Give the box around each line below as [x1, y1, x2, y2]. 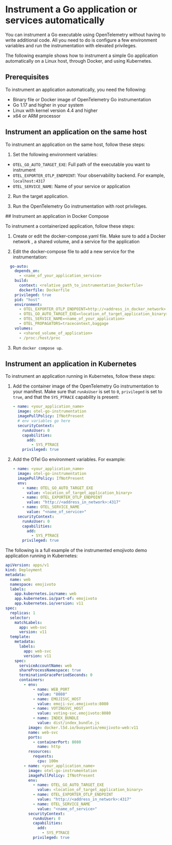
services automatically [5, 14, 105, 26]
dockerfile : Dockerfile [18, 287, 70, 292]
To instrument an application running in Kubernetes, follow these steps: [5, 373, 156, 379]
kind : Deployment [5, 567, 42, 573]
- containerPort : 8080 [32, 739, 81, 745]
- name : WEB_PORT [32, 687, 70, 692]
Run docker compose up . [12, 344, 63, 351]
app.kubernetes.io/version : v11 [14, 601, 83, 606]
